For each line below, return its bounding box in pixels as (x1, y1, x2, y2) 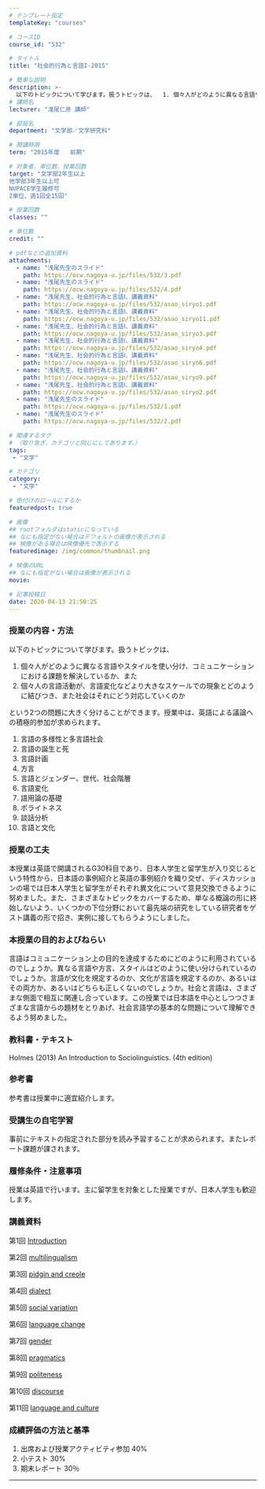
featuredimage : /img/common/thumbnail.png (9, 548, 150, 556)
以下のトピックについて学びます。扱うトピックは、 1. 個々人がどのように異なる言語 (16, 91, 256, 98)
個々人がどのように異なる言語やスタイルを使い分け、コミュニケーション (20, 661, 255, 671)
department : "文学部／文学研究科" (9, 127, 112, 135)
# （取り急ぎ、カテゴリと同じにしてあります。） (9, 438, 141, 447)
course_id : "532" (9, 40, 66, 48)
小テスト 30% (20, 1454, 66, 1464)
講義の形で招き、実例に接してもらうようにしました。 (22, 912, 194, 922)
